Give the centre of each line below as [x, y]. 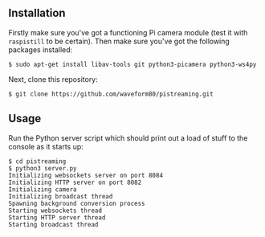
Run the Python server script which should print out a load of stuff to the [128, 138]
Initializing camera [43, 189]
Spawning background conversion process [77, 203]
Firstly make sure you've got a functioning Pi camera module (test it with [128, 32]
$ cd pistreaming [37, 161]
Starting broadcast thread [53, 224]
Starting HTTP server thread [57, 217]
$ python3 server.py [43, 168]
